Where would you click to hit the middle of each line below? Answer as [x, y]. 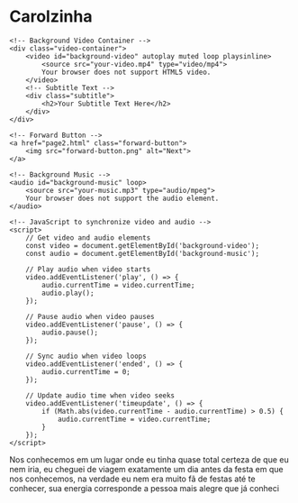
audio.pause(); [70, 332]
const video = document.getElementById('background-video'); [142, 245]
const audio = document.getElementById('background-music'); [142, 253]
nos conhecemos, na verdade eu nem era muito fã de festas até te [132, 479]
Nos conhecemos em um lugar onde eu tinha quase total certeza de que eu [149, 459]
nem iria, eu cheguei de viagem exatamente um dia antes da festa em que [146, 469]
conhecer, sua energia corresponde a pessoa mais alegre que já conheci [144, 488]
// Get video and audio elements [88, 238]
